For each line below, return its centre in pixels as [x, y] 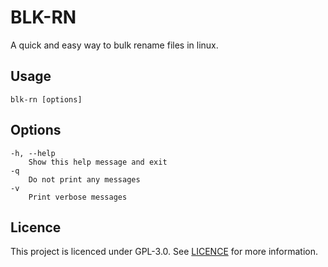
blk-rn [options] [46, 99]
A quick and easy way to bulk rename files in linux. [114, 45]
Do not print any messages [84, 179]
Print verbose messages [78, 197]
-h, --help [33, 153]
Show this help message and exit [98, 162]
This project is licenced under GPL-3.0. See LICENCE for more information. [164, 252]
